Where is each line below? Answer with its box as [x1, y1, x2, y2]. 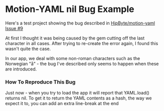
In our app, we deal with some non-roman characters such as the [5, 55, 140, 61]
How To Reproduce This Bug [5, 78, 76, 85]
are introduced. [5, 66, 37, 72]
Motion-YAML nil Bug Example [5, 3, 134, 15]
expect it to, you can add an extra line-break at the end [5, 100, 119, 106]
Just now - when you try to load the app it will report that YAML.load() [5, 90, 149, 96]
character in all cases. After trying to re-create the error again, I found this [5, 40, 158, 46]
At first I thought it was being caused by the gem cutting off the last [5, 35, 145, 41]
